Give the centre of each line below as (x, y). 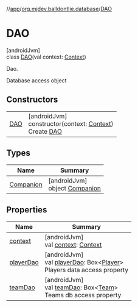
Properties (27, 210)
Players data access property (87, 270)
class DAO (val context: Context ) (46, 57)
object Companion (75, 188)
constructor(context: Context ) (71, 123)
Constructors (32, 100)
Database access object (36, 80)
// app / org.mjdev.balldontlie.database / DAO (59, 9)
